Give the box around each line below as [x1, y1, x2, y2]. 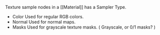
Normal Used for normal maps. [12, 19, 76, 25]
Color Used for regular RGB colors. [12, 14, 84, 19]
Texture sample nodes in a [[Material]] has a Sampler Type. [5, 4, 127, 10]
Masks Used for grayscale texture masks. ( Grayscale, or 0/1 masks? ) [12, 24, 156, 30]
